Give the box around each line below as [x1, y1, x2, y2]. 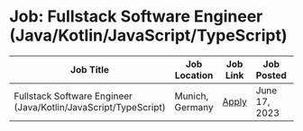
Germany [174, 100, 214, 113]
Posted [255, 69, 287, 82]
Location [174, 69, 214, 82]
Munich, [174, 90, 209, 102]
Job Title [70, 63, 110, 75]
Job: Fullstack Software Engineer [9, 6, 263, 27]
